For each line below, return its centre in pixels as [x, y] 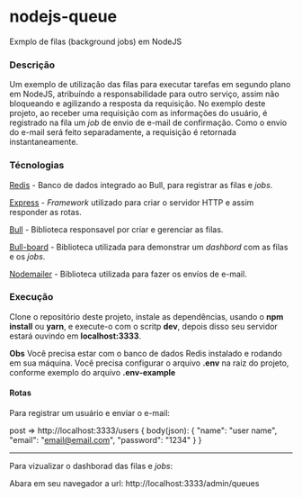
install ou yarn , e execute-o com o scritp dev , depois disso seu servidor [144, 326]
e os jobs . [27, 256]
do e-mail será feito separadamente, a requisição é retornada [123, 132]
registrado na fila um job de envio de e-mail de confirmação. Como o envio [148, 122]
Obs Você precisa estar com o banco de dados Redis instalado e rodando [146, 353]
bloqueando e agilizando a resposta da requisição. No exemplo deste [138, 104]
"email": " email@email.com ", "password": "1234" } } [106, 440]
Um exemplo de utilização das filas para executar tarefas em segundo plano [150, 85]
